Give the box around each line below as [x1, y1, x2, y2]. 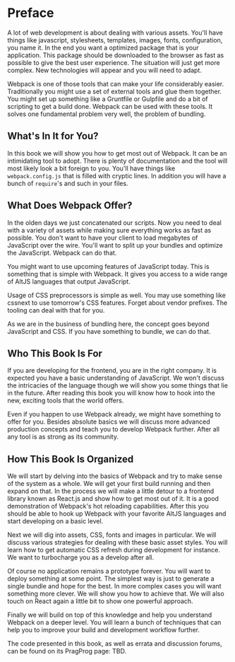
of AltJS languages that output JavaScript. [7, 277, 131, 286]
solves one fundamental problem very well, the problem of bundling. [7, 110, 206, 118]
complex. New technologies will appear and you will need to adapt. [7, 66, 203, 74]
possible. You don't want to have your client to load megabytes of [7, 233, 198, 242]
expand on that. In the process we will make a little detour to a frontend [7, 487, 215, 496]
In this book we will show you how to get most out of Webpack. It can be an [7, 149, 227, 157]
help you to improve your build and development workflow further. [7, 626, 200, 634]
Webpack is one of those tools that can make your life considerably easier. [7, 79, 224, 88]
